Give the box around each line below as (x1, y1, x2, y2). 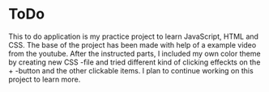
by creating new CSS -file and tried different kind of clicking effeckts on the (8, 57, 261, 67)
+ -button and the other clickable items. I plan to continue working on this (8, 65, 254, 75)
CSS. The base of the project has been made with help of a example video (8, 40, 257, 49)
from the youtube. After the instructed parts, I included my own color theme (8, 48, 261, 58)
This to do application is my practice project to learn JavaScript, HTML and (8, 31, 259, 41)
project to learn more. (8, 74, 81, 84)
